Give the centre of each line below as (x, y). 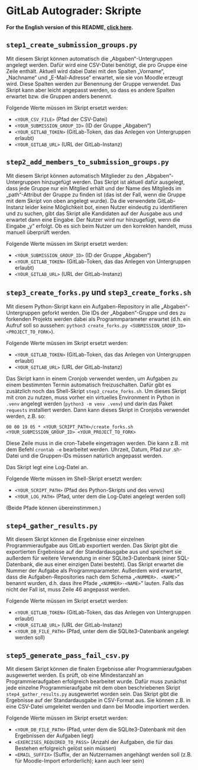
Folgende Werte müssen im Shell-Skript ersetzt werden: (74, 479)
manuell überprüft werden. (38, 232)
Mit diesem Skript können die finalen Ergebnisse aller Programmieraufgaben (99, 669)
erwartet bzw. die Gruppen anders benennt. (59, 96)
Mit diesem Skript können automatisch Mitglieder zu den (75, 176)
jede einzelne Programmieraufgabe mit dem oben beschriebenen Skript (93, 688)
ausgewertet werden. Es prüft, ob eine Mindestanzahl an (75, 675)
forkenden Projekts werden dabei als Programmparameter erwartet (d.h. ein (98, 319)
